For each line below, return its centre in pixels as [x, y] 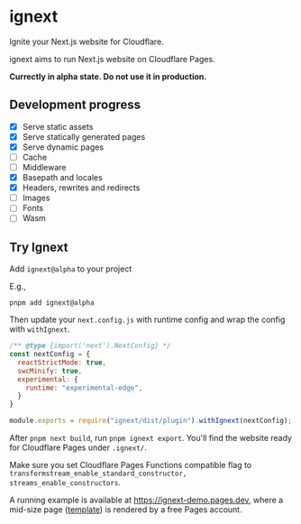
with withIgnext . [40, 329]
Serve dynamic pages [63, 147]
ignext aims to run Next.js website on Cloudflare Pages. [112, 59]
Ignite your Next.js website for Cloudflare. [87, 41]
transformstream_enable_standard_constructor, [98, 474]
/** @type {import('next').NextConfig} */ [90, 346]
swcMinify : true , [50, 371]
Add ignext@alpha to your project [71, 269]
